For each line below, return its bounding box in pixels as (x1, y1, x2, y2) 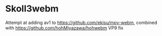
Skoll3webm (5, 3, 59, 14)
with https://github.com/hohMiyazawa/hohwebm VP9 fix (5, 24, 123, 30)
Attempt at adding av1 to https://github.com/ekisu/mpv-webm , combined (5, 19, 157, 25)
